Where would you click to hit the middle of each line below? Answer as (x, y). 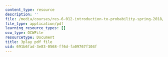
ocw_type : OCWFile (24, 33)
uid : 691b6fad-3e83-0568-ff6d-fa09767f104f (51, 47)
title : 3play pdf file (29, 42)
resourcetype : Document (30, 38)
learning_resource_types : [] (35, 28)
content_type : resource (30, 10)
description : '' (22, 14)
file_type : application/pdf (34, 24)
